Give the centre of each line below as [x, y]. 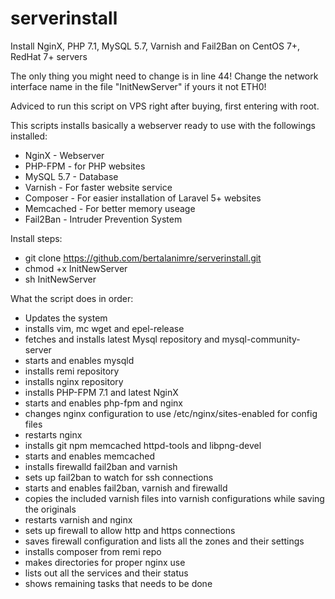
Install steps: [36, 238]
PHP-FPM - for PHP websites [85, 166]
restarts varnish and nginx [78, 519]
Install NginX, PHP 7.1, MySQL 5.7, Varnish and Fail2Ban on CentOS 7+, [155, 46]
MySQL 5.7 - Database [71, 176]
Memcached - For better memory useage [110, 208]
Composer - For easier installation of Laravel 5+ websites [143, 198]
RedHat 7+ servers [49, 56]
